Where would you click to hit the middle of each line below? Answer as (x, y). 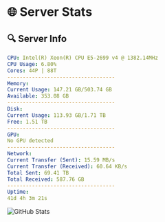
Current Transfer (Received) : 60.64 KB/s (67, 166)
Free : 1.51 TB (27, 122)
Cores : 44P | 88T (32, 70)
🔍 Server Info (37, 38)
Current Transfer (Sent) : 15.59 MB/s (61, 160)
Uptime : (18, 192)
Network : (20, 154)
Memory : (18, 83)
